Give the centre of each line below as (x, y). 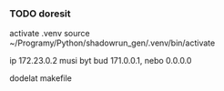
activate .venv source (50, 34)
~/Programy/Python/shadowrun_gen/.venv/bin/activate (112, 43)
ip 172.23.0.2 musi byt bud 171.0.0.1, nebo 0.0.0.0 (101, 61)
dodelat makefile (41, 78)
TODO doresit (40, 14)
